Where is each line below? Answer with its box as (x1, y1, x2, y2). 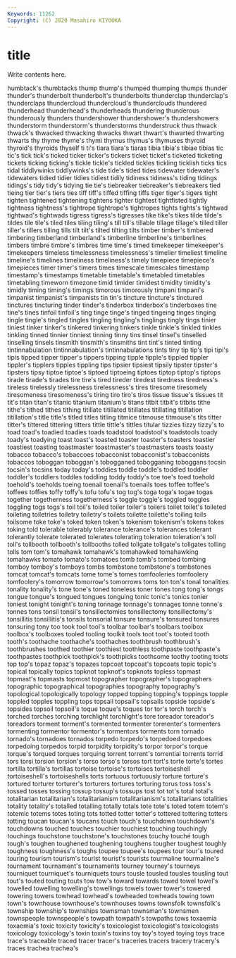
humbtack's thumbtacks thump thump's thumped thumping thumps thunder (7, 84, 228, 92)
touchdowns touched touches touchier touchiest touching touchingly (7, 824, 208, 833)
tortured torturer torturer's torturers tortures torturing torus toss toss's (7, 779, 211, 788)
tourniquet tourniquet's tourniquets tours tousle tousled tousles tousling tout (7, 869, 229, 878)
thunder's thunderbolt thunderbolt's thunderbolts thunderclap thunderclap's (7, 92, 229, 100)
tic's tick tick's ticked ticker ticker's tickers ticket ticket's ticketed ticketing (7, 151, 223, 160)
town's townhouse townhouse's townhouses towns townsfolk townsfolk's (7, 899, 221, 908)
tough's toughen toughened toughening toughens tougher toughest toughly (7, 839, 227, 848)
